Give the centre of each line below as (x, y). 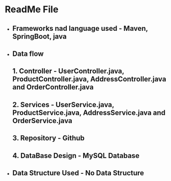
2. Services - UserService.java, (63, 104)
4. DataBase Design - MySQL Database (76, 156)
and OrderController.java (53, 87)
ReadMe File (32, 9)
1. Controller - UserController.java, (68, 71)
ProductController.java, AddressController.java (89, 79)
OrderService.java (42, 121)
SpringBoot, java (40, 36)
